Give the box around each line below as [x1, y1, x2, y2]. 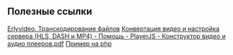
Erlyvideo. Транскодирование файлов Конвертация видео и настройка [7, 24, 220, 32]
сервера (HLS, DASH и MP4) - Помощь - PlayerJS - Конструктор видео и [7, 32, 226, 40]
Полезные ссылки [7, 6, 92, 18]
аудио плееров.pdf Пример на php [7, 39, 112, 48]
